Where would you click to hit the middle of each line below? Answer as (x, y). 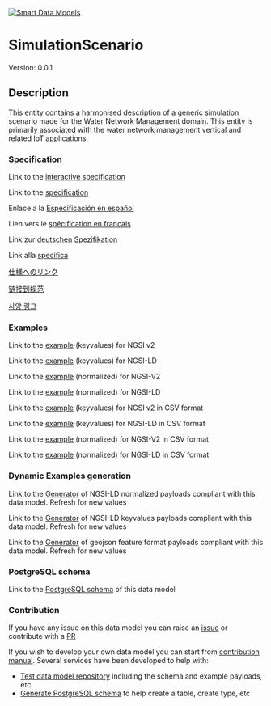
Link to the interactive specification (67, 177)
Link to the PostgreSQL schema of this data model (92, 589)
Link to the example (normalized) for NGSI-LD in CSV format (109, 455)
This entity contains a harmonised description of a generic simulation (124, 112)
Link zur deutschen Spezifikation (63, 239)
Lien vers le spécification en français (70, 224)
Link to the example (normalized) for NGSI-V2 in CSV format (108, 439)
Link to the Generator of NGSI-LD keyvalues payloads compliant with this (130, 518)
